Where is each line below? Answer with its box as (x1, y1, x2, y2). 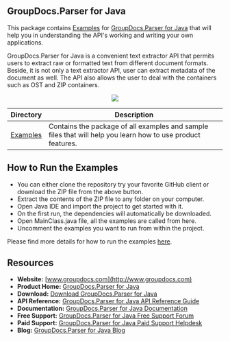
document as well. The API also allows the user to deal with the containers (7, 73, 217, 82)
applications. (7, 38, 43, 47)
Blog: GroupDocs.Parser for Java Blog (16, 326, 125, 335)
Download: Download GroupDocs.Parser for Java (16, 290, 157, 298)
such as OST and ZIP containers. (7, 80, 100, 89)
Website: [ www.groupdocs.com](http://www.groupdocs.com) (16, 275, 192, 283)
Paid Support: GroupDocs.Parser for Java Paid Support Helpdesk (16, 319, 203, 327)
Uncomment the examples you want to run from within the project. (16, 224, 205, 232)
